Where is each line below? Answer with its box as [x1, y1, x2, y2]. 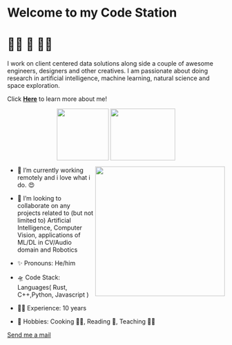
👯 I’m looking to [17, 194, 62, 203]
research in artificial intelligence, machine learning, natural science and [7, 74, 210, 82]
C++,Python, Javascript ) [17, 290, 89, 299]
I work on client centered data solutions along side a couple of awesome [7, 59, 214, 68]
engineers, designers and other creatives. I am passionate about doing [7, 67, 209, 75]
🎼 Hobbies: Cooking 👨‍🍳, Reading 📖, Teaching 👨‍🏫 [17, 317, 155, 326]
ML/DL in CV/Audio [17, 239, 72, 247]
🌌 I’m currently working [17, 166, 84, 174]
